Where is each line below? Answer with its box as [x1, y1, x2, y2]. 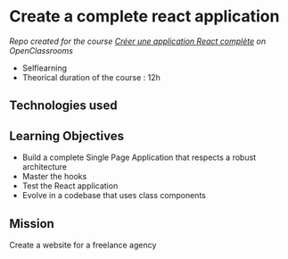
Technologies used [9, 98, 118, 113]
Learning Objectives [9, 128, 125, 144]
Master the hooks [21, 171, 87, 182]
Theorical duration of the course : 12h [21, 71, 160, 82]
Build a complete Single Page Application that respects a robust [21, 152, 257, 163]
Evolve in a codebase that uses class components [21, 190, 207, 201]
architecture [21, 162, 68, 172]
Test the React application [21, 180, 119, 191]
